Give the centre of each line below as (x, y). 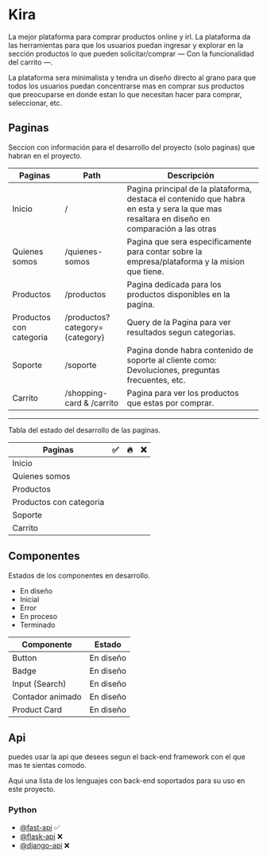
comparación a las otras (172, 229)
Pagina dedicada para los (174, 284)
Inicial (29, 599)
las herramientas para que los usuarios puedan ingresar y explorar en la (126, 45)
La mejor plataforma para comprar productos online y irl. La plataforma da (130, 37)
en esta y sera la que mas (174, 209)
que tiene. (145, 271)
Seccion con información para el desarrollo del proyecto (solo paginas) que (132, 147)
